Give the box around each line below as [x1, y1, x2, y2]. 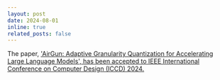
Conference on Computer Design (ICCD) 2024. [7, 64, 145, 73]
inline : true [7, 23, 46, 30]
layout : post [7, 10, 46, 18]
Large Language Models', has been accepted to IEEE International [7, 57, 200, 66]
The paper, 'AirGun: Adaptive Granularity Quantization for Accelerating [7, 50, 214, 58]
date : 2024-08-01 [7, 17, 59, 24]
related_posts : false [7, 30, 72, 38]
